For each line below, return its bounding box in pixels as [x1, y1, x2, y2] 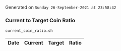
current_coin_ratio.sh [5, 28, 53, 33]
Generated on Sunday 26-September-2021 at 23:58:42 [5, 5, 116, 10]
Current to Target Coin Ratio [5, 17, 76, 24]
